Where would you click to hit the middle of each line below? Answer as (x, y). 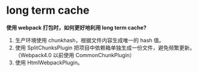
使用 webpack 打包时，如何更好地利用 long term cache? (76, 27)
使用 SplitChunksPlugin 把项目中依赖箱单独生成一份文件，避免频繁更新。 (105, 48)
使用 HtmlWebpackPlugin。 (49, 62)
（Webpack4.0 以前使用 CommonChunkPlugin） (75, 55)
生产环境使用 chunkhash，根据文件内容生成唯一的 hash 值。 (89, 40)
